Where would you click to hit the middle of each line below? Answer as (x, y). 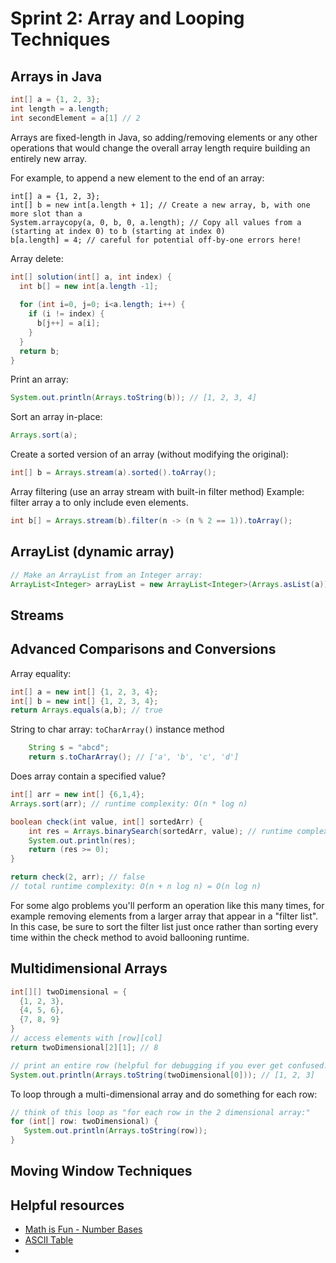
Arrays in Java (56, 76)
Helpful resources (67, 1205)
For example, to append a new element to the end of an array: (137, 178)
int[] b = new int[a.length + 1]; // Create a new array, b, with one (160, 205)
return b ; (39, 351)
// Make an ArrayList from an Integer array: (106, 575)
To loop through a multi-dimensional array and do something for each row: (164, 1094)
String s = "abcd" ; (69, 748)
